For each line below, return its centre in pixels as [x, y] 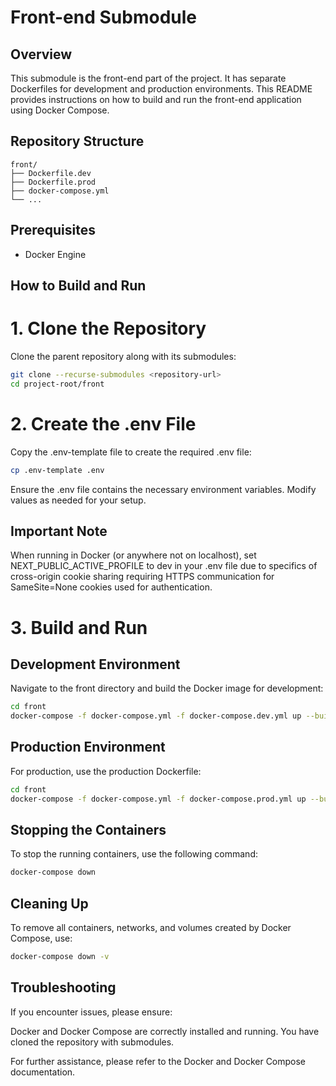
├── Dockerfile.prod [53, 182]
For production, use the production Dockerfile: [106, 771]
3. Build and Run [79, 627]
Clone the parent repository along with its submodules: [123, 356]
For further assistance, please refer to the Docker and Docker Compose [158, 1061]
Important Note [59, 531]
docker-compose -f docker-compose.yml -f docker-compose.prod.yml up [158, 799]
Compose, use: [41, 938]
